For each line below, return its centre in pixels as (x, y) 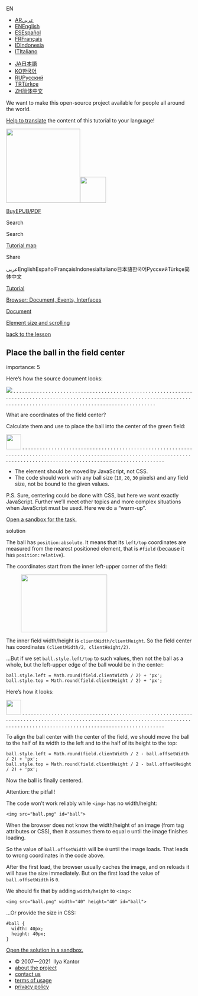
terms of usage (33, 980)
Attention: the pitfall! (31, 791)
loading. (16, 837)
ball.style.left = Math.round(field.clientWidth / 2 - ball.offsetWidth (98, 754)
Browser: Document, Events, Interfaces (54, 300)
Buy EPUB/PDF (24, 211)
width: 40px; (27, 929)
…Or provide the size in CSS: (41, 913)
